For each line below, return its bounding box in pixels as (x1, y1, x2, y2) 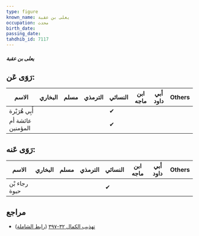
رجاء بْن (9, 180, 28, 188)
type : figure (6, 8, 38, 15)
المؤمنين (9, 124, 31, 133)
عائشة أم (9, 117, 32, 125)
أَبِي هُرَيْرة (9, 107, 34, 115)
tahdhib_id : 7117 (6, 36, 49, 42)
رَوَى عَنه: (6, 144, 36, 155)
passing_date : (6, 31, 41, 37)
